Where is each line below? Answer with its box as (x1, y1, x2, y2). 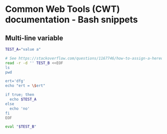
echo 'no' (9, 106, 30, 111)
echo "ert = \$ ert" (5, 83, 46, 88)
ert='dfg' (5, 78, 26, 84)
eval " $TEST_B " (5, 124, 37, 130)
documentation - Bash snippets (5, 14, 138, 25)
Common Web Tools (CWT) (5, 3, 120, 15)
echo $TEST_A (9, 97, 37, 102)
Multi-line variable (5, 34, 64, 42)
